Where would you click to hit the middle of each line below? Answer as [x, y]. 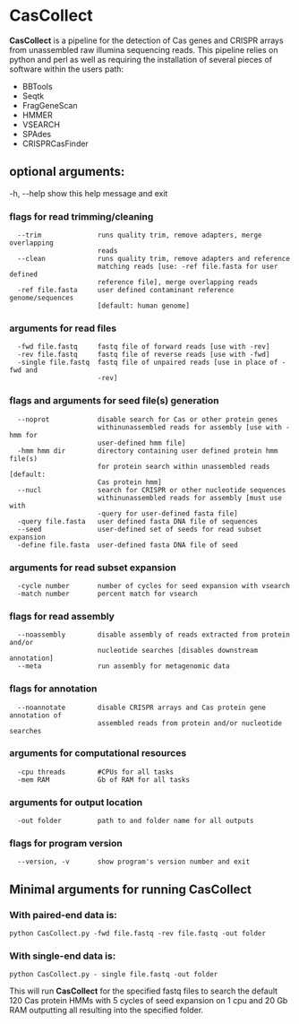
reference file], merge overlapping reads [177, 282]
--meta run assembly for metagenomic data [124, 666]
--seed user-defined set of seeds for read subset [140, 529]
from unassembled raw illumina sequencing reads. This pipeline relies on [144, 49]
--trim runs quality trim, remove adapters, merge [140, 235]
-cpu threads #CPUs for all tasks [96, 772]
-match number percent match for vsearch [108, 594]
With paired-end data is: [64, 915]
